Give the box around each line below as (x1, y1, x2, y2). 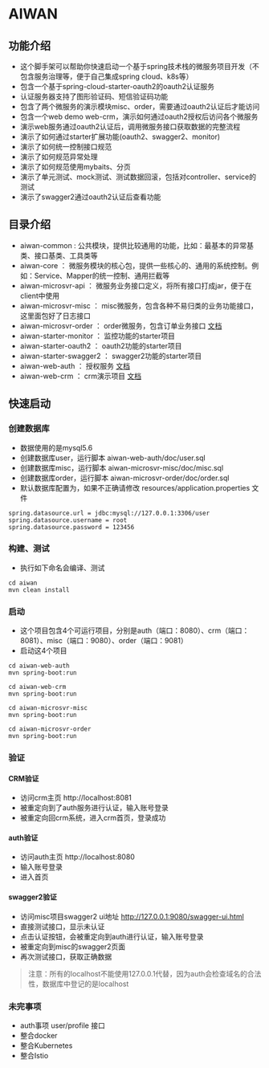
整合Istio (19, 1050, 49, 1060)
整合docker (19, 1030, 58, 1040)
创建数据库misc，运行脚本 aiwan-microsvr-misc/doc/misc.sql (19, 463, 224, 472)
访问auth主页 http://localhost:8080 (19, 852, 135, 862)
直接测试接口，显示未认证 (19, 921, 105, 931)
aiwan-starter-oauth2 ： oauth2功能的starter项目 (19, 340, 182, 350)
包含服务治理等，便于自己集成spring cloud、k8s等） (19, 71, 194, 81)
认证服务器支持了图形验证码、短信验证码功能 (19, 92, 169, 101)
